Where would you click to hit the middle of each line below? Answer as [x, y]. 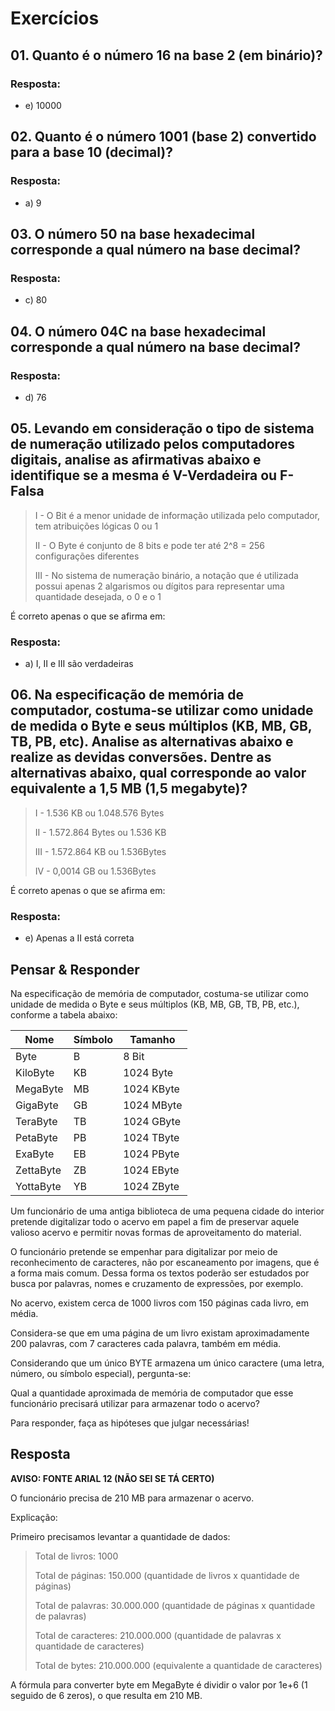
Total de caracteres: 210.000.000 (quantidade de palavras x [158, 1635]
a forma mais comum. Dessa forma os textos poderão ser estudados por [160, 1273]
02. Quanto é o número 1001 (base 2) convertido [163, 137]
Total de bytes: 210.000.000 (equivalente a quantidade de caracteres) [178, 1665]
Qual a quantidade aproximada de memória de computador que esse [152, 1393]
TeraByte [36, 1121]
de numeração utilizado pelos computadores [152, 444]
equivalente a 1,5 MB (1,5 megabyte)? [129, 788]
